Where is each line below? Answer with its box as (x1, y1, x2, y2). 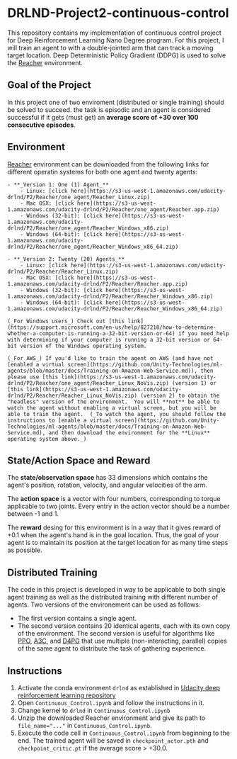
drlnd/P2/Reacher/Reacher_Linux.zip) (7, 268, 119, 275)
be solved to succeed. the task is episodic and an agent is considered (7, 105, 211, 114)
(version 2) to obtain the (140, 392, 220, 399)
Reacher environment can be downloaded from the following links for (7, 159, 209, 168)
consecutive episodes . (7, 120, 76, 129)
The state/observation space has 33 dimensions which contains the (7, 473, 208, 482)
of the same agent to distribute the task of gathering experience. (17, 644, 207, 653)
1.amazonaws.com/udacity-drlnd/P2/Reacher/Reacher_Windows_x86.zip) (7, 293, 214, 300)
